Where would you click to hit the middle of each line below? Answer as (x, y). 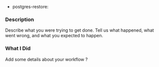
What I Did (18, 49)
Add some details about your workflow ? (46, 59)
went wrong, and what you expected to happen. (54, 36)
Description (20, 19)
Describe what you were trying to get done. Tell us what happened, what (79, 30)
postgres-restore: (30, 7)
